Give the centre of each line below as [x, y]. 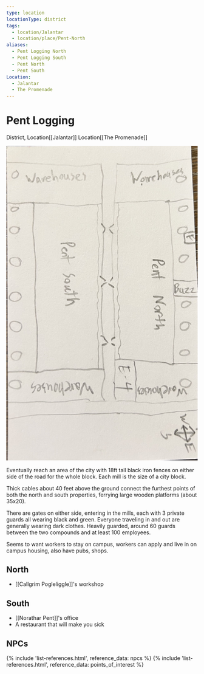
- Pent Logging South [39, 58]
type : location [25, 13]
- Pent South [28, 70]
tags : [13, 26]
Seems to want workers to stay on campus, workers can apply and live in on [102, 544]
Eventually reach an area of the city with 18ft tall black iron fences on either [100, 470]
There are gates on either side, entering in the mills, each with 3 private [96, 513]
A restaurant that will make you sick [59, 624]
